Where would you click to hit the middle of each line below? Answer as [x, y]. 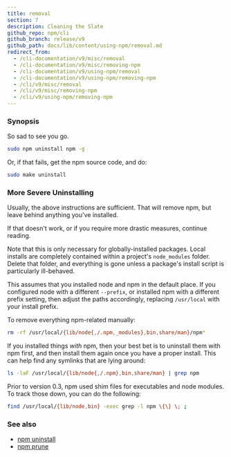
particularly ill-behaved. [41, 271]
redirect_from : [29, 53]
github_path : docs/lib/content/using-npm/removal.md [85, 46]
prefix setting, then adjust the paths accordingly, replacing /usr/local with [113, 299]
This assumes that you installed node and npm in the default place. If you [111, 285]
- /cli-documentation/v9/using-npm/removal [77, 71]
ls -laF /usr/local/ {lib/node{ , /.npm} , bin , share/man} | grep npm [103, 373]
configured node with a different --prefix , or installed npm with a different [113, 292]
